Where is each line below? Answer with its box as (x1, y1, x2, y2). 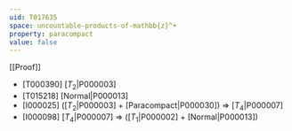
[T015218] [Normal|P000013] (21, 90, 129, 102)
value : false (9, 37, 58, 47)
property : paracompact (9, 29, 93, 38)
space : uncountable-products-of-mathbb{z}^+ (9, 21, 177, 30)
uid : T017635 (9, 12, 58, 22)
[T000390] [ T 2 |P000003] (21, 79, 117, 92)
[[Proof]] (9, 62, 42, 73)
